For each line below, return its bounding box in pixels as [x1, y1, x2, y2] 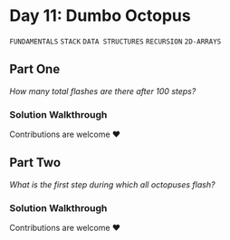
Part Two [9, 155, 62, 170]
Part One [9, 62, 61, 77]
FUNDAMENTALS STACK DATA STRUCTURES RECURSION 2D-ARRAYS [9, 37, 222, 46]
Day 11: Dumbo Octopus [9, 5, 192, 26]
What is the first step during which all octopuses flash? [9, 178, 216, 190]
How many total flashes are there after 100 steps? [9, 85, 196, 96]
